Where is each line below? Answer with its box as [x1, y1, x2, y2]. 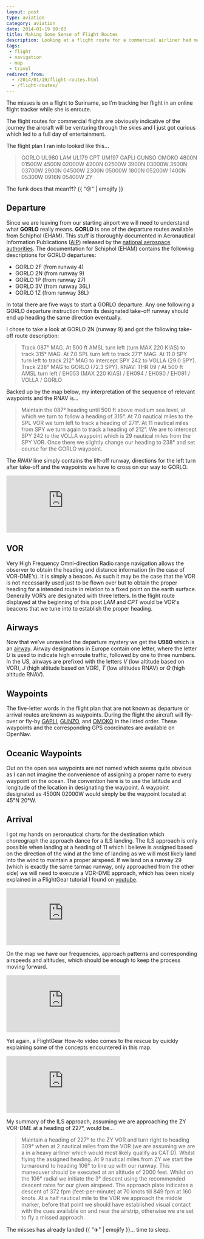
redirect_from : [6, 71, 45, 77]
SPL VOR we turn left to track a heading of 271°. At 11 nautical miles [21, 419, 189, 426]
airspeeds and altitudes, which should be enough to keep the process [6, 956, 181, 964]
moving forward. [6, 963, 47, 970]
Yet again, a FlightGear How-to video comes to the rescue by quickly [6, 1037, 178, 1044]
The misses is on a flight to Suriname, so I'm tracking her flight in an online [6, 99, 193, 107]
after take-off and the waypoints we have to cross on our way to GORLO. [6, 463, 188, 471]
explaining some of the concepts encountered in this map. [6, 1044, 152, 1051]
